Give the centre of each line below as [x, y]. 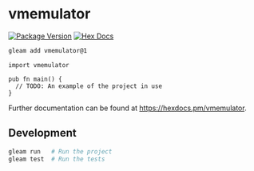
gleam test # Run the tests [57, 159]
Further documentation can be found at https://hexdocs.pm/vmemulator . [127, 108]
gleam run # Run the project [60, 151]
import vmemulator [39, 65]
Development [43, 133]
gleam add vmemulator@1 [48, 50]
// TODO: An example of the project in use [89, 86]
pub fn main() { [35, 79]
